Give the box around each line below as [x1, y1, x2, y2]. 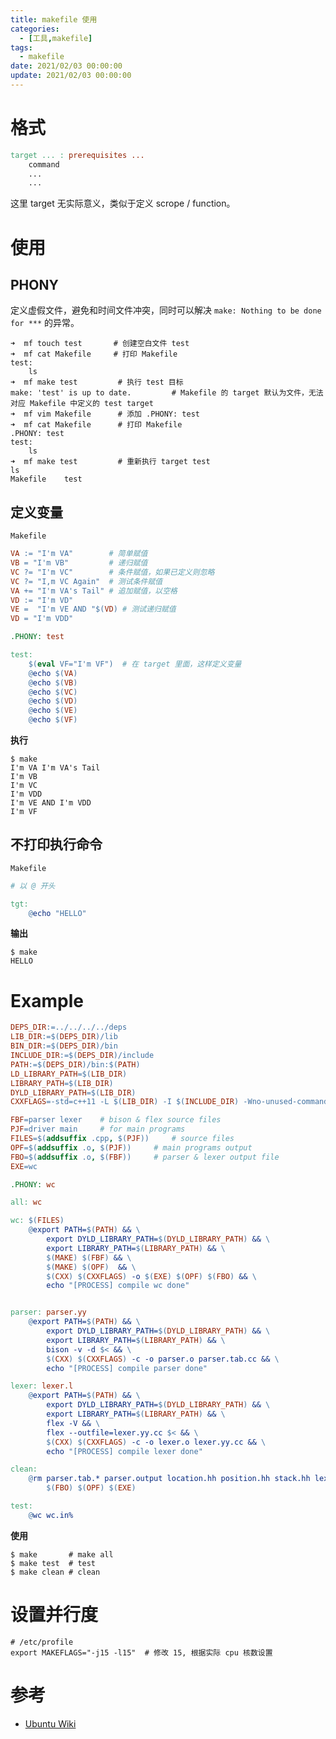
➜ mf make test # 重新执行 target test [10, 457, 211, 467]
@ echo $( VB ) [28, 677, 78, 688]
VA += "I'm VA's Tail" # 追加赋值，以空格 [10, 586, 178, 596]
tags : [10, 42, 33, 53]
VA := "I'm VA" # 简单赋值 [10, 549, 148, 559]
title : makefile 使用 [10, 14, 98, 25]
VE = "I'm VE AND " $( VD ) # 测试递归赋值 [10, 604, 177, 615]
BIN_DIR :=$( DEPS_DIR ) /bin [10, 1041, 118, 1051]
